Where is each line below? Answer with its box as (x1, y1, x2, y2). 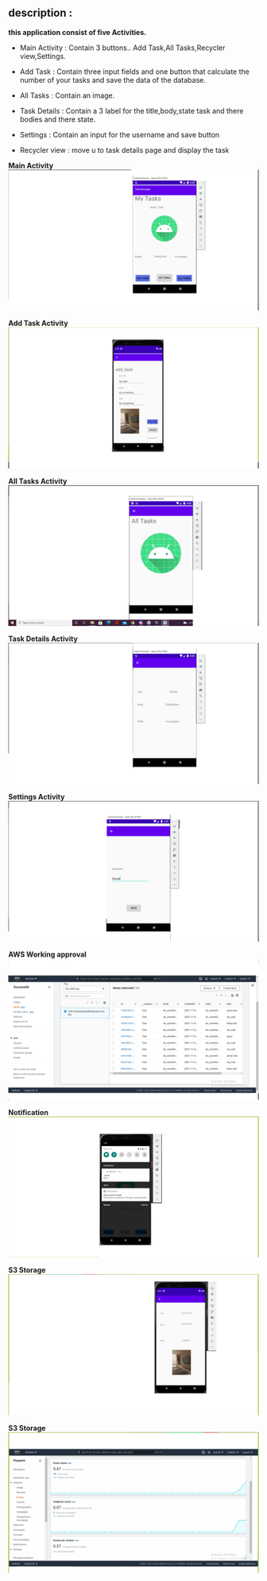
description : (8, 6, 73, 20)
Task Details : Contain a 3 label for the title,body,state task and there (19, 106, 244, 115)
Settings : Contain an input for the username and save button (19, 130, 220, 139)
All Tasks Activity (8, 476, 68, 486)
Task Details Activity (8, 634, 78, 643)
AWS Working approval (8, 950, 87, 959)
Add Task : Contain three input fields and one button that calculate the (19, 67, 250, 76)
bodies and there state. (19, 115, 96, 124)
